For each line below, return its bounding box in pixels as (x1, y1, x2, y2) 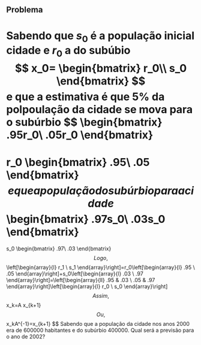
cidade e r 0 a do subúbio (6, 44, 131, 59)
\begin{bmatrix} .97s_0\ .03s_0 (6, 212, 166, 226)
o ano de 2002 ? (6, 332, 46, 340)
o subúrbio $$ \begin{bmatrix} (6, 115, 163, 129)
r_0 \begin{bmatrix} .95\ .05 (6, 155, 150, 169)
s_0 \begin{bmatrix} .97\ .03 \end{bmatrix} (6, 245, 112, 252)
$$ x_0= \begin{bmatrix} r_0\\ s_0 (14, 61, 187, 75)
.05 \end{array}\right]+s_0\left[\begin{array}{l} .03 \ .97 (6, 270, 144, 277)
